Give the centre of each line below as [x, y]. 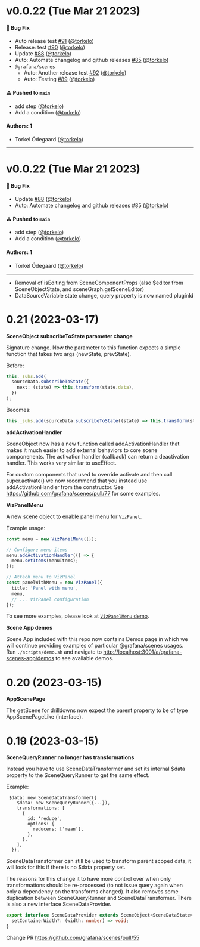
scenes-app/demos [30, 658]
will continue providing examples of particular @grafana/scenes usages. [95, 646]
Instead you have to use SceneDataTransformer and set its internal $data [96, 769]
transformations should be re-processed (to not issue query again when [95, 885]
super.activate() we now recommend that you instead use [77, 481]
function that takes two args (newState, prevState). [69, 354]
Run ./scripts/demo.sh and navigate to [54, 652]
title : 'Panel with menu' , [45, 588]
